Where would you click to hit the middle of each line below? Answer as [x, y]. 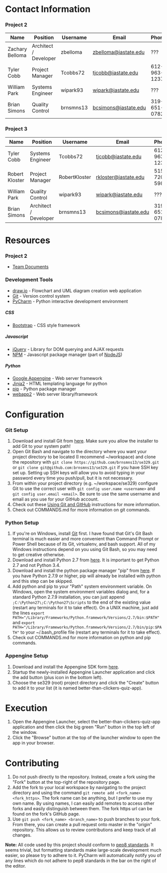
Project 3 [16, 129]
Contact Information [48, 9]
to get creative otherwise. [39, 555]
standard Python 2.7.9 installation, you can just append [69, 597]
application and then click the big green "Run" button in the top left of [83, 727]
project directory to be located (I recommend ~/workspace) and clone [84, 457]
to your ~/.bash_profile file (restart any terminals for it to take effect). [91, 632]
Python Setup [22, 523]
